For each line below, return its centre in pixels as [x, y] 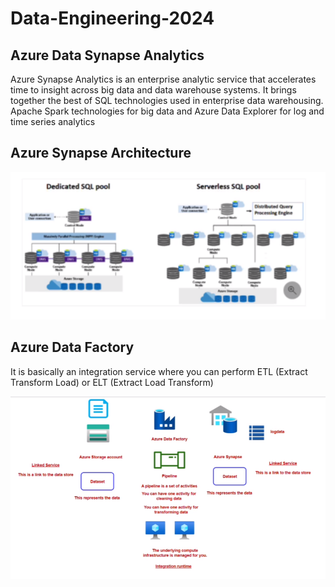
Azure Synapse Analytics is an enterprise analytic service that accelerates [163, 79]
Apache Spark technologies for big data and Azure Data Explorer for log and [167, 111]
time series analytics [53, 121]
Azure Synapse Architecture [101, 153]
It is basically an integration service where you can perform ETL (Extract [159, 371]
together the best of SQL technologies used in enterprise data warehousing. [167, 100]
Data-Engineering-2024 [112, 18]
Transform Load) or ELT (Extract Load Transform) [112, 382]
